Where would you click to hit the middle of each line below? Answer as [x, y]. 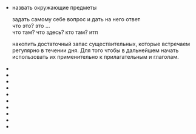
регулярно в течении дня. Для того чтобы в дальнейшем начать [95, 50]
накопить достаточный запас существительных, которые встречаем [101, 44]
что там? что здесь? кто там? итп [55, 32]
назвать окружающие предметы [54, 8]
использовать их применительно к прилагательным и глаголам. [95, 57]
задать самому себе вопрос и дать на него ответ [76, 19]
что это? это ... [31, 26]
